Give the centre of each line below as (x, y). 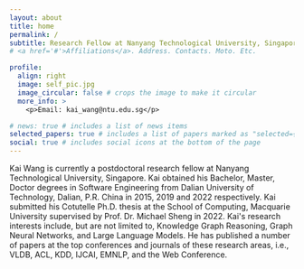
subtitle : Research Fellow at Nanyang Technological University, (135, 43)
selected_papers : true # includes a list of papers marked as (129, 134)
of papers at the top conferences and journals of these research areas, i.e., (149, 245)
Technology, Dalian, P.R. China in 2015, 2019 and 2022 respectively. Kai (142, 197)
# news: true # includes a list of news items (99, 126)
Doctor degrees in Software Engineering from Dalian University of (132, 187)
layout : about (36, 18)
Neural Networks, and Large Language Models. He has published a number (150, 235)
